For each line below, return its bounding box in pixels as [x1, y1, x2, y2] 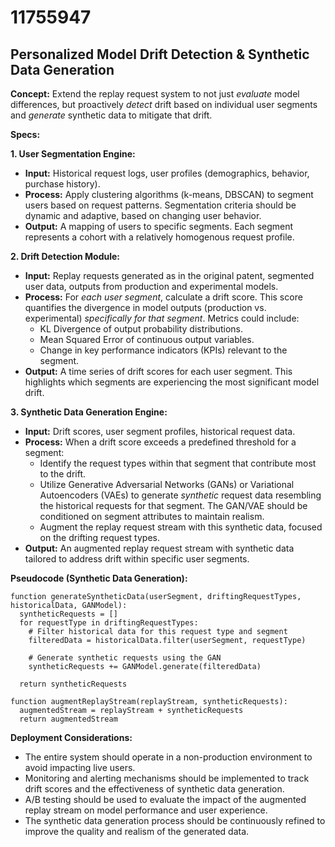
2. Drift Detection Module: [10, 251, 121, 262]
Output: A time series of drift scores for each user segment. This [24, 366, 293, 377]
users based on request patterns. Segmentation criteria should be [24, 199, 297, 211]
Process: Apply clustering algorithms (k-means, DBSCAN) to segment [24, 189, 314, 200]
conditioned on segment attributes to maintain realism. [39, 511, 265, 522]
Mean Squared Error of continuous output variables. [39, 334, 255, 345]
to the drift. [39, 468, 87, 480]
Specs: [10, 129, 41, 140]
